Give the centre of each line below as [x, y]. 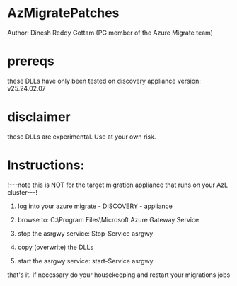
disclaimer [39, 117]
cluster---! [22, 192]
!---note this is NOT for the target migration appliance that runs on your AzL [118, 185]
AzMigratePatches [63, 13]
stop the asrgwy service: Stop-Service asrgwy [85, 233]
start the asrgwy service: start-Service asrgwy [85, 261]
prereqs [31, 61]
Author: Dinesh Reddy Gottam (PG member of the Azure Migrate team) [110, 33]
